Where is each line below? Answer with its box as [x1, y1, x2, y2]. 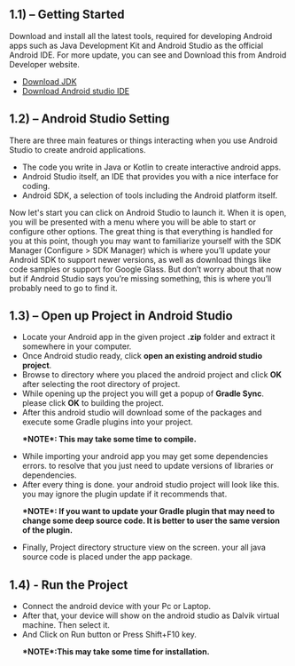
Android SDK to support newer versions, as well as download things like [9, 254, 272, 265]
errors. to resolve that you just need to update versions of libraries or [21, 461, 274, 472]
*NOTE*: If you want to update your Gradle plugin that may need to [21, 506, 276, 517]
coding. [21, 180, 50, 191]
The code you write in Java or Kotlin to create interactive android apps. [21, 162, 282, 172]
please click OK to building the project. [21, 398, 164, 408]
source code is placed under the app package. [21, 551, 193, 562]
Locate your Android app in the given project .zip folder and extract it [21, 332, 276, 343]
